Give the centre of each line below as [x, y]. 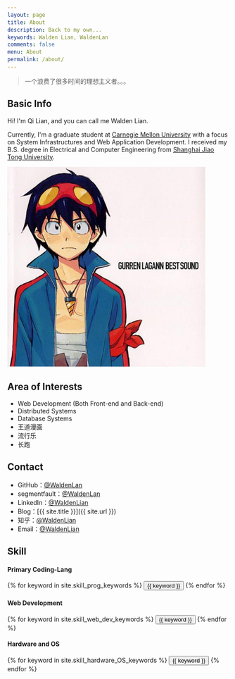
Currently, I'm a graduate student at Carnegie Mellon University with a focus [118, 135]
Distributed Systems [47, 411]
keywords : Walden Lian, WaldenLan [58, 37]
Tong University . [31, 157]
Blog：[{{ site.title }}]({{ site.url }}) [67, 511]
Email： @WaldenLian [48, 529]
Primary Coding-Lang [40, 569]
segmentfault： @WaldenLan [59, 494]
